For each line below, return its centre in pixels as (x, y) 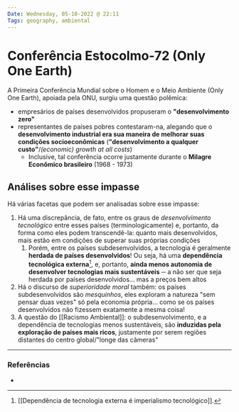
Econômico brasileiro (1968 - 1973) (80, 165)
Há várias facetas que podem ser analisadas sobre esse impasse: (103, 204)
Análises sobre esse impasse (74, 186)
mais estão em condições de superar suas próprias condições (109, 240)
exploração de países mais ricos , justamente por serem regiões (112, 332)
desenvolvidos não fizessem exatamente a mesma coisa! (101, 309)
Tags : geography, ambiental (49, 21)
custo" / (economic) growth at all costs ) (75, 149)
